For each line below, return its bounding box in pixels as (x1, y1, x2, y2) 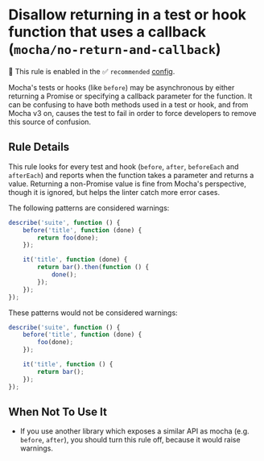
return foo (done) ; (37, 234, 99, 242)
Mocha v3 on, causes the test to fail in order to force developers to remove (8, 108, 257, 118)
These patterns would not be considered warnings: (8, 308, 179, 318)
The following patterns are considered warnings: (8, 203, 170, 213)
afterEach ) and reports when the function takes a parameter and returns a (8, 170, 254, 180)
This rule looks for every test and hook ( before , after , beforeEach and (8, 161, 239, 171)
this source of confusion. (8, 117, 91, 127)
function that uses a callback (8, 23, 207, 41)
